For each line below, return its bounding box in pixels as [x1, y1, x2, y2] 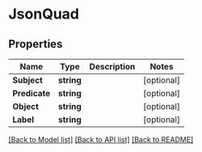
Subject [12, 74, 43, 86]
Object [12, 101, 39, 112]
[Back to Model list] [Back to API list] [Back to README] [8, 135, 194, 144]
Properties [8, 37, 63, 51]
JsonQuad [8, 5, 79, 23]
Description [89, 61, 136, 72]
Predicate [12, 88, 51, 99]
